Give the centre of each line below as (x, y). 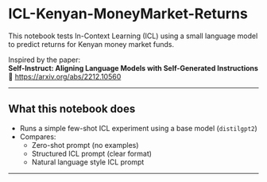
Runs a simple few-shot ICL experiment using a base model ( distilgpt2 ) (139, 128)
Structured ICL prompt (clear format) (92, 153)
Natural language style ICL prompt (88, 162)
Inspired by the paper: (44, 60)
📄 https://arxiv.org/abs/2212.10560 (65, 76)
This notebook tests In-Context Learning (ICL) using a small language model (133, 36)
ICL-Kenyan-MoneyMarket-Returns (128, 14)
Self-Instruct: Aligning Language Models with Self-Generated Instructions (133, 68)
